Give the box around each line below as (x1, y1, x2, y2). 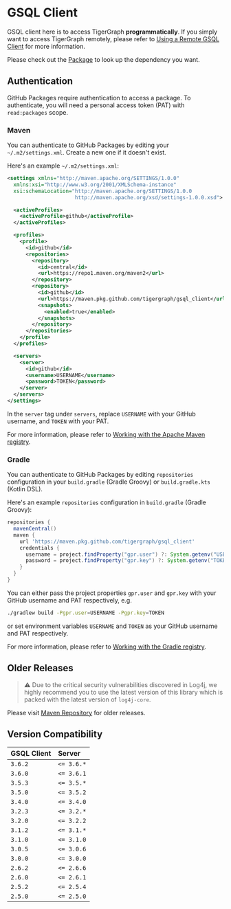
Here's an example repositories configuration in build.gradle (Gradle (7, 498, 206, 506)
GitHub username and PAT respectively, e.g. (7, 596, 132, 604)
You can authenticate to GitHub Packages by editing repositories (7, 471, 194, 479)
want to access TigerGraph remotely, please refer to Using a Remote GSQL (7, 34, 220, 43)
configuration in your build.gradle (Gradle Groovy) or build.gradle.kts (7, 478, 211, 486)
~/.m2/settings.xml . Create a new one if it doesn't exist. (7, 148, 166, 157)
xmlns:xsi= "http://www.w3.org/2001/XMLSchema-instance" (13, 181, 177, 188)
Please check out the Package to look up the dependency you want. (7, 55, 201, 63)
